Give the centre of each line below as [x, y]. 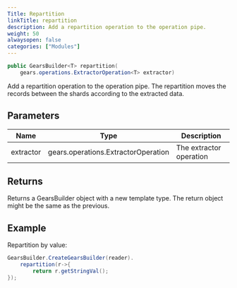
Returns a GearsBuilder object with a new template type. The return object [115, 198]
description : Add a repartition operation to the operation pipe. [107, 27]
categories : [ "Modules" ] [44, 47]
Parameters [34, 116]
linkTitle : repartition [42, 20]
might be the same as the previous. [59, 206]
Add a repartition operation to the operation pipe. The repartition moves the [117, 86]
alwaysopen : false [34, 40]
